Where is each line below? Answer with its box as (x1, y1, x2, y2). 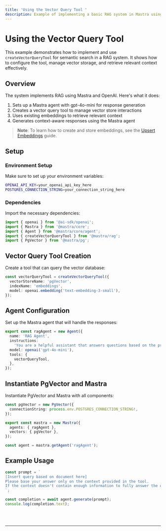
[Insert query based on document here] (5, 474, 87, 479)
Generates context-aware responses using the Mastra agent (12, 118, 135, 124)
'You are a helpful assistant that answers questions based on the (14, 343, 156, 348)
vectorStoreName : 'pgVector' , (9, 279, 72, 284)
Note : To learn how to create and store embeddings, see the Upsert (17, 127, 156, 133)
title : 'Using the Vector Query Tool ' (5, 7, 87, 12)
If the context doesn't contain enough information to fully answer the (5, 484, 158, 489)
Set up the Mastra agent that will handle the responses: (5, 320, 118, 326)
